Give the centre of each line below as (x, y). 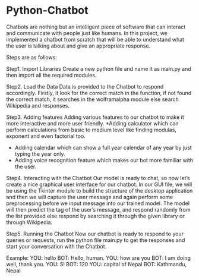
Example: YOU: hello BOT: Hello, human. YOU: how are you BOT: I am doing (99, 258)
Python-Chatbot (47, 10)
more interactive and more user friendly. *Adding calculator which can (93, 123)
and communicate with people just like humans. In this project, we (87, 33)
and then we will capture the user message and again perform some (90, 197)
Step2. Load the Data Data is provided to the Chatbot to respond (85, 86)
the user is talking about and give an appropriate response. (78, 46)
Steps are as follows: (32, 57)
